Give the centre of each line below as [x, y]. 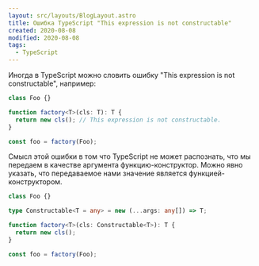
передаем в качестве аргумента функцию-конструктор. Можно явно [126, 165]
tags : [17, 45]
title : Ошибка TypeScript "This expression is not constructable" [120, 23]
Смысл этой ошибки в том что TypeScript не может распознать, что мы [129, 156]
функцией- [207, 173]
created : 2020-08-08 [42, 30]
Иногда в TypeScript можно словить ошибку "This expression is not [122, 75]
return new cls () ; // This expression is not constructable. [118, 120]
